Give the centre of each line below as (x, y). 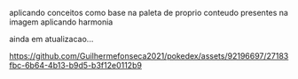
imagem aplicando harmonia (61, 22)
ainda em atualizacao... (51, 39)
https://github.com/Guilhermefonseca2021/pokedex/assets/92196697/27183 (149, 56)
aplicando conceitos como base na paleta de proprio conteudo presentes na (149, 13)
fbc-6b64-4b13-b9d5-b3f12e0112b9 (75, 65)
